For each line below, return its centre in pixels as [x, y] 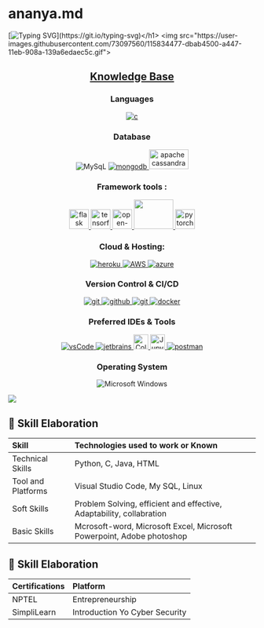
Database [132, 137]
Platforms [30, 491]
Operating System [132, 367]
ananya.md [46, 14]
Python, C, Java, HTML [117, 464]
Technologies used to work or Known [146, 446]
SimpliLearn [34, 612]
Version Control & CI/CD [132, 284]
